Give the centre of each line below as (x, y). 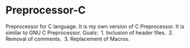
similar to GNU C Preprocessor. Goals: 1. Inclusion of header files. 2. (90, 32)
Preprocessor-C (46, 10)
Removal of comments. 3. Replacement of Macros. (68, 39)
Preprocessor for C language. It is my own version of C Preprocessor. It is (95, 26)
